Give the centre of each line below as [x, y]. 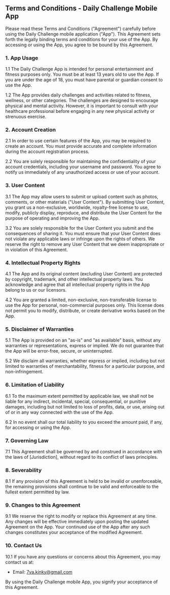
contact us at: [20, 562]
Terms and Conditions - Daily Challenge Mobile [81, 8]
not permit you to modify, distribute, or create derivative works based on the [85, 310]
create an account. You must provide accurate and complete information [81, 146]
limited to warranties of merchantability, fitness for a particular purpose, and [85, 366]
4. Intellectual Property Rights [43, 263]
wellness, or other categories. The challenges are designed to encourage [82, 101]
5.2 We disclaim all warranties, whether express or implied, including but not [85, 361]
